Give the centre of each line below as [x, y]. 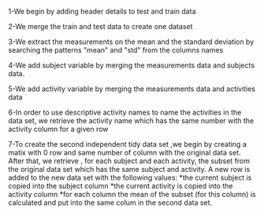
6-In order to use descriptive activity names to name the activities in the [125, 112]
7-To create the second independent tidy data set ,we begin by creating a [127, 144]
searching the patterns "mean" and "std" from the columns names [116, 50]
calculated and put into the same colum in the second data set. [110, 202]
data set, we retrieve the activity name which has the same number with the [131, 120]
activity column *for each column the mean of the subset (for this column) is [132, 194]
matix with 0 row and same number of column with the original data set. [125, 153]
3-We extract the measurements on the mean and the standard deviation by [131, 42]
